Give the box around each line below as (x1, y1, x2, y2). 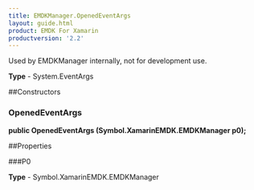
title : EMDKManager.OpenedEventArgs (8, 11, 131, 20)
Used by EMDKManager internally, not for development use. (8, 56, 207, 66)
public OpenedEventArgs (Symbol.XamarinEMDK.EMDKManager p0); (8, 125, 247, 135)
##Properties (8, 141, 52, 151)
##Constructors (8, 87, 61, 97)
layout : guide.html (8, 19, 74, 27)
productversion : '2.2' (8, 34, 84, 42)
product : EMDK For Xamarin (8, 26, 99, 34)
